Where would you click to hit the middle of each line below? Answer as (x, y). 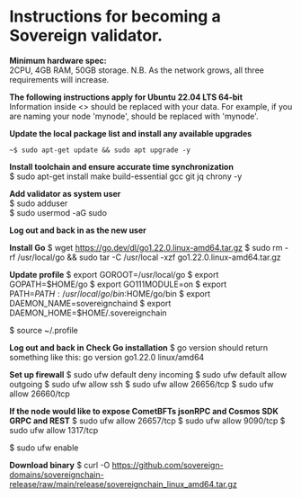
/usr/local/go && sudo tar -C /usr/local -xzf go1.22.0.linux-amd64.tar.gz (149, 257)
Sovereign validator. (86, 36)
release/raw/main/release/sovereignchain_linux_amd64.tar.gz (124, 484)
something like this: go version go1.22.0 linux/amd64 (107, 357)
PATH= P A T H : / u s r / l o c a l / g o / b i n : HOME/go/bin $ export (110, 293)
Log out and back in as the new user (78, 230)
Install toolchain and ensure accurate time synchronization (121, 166)
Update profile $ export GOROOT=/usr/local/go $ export (114, 274)
